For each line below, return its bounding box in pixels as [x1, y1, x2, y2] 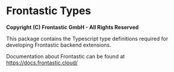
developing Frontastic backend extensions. [6, 41, 112, 48]
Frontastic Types [6, 4, 91, 18]
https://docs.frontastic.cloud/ [6, 59, 78, 66]
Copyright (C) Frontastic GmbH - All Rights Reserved [6, 24, 139, 31]
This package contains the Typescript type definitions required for [6, 35, 168, 42]
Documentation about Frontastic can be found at [6, 53, 125, 60]
